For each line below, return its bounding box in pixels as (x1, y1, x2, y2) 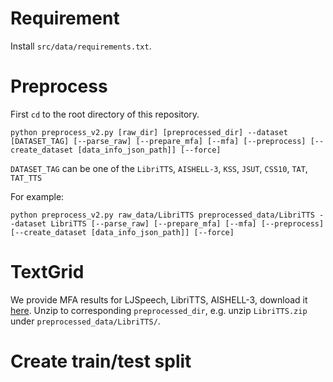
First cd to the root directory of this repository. (10, 108, 200, 120)
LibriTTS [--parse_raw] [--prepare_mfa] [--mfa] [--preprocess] (50, 218, 325, 229)
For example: (10, 190, 65, 202)
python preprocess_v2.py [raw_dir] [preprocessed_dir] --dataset (10, 127, 288, 137)
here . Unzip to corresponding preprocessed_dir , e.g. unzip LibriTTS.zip (10, 304, 308, 316)
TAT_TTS (10, 173, 43, 183)
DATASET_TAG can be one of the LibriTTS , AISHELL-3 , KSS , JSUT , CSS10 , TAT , (10, 162, 308, 174)
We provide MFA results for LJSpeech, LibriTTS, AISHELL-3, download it (10, 293, 308, 306)
